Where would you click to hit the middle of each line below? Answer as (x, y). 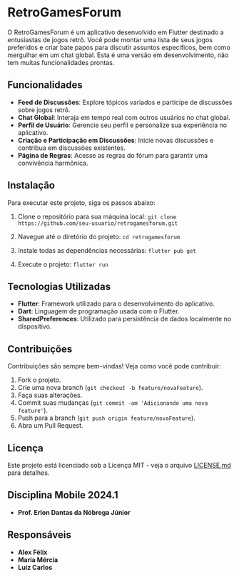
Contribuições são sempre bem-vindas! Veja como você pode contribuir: (114, 366)
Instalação (31, 185)
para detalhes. (29, 473)
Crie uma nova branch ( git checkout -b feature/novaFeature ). (110, 388)
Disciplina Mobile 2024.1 (63, 495)
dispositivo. (35, 326)
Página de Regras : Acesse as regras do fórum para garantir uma (113, 155)
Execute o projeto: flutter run (63, 264)
